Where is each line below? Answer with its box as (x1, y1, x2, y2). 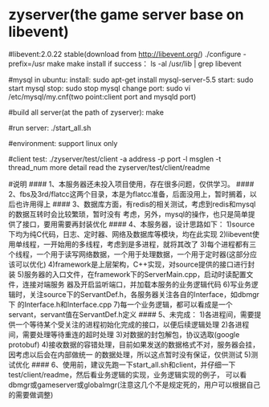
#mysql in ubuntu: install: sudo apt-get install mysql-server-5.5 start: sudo (8, 75, 254, 84)
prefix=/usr (8, 59, 46, 68)
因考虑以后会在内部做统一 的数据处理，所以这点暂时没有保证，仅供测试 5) (8, 349, 251, 359)
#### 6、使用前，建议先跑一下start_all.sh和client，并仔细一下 (31, 360, 236, 369)
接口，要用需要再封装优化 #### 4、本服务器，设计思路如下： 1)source (22, 219, 255, 229)
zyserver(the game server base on (8, 6, 244, 24)
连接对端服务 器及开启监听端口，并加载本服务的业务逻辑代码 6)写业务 (22, 279, 251, 289)
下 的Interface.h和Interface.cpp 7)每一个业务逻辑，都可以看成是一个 (8, 299, 233, 309)
